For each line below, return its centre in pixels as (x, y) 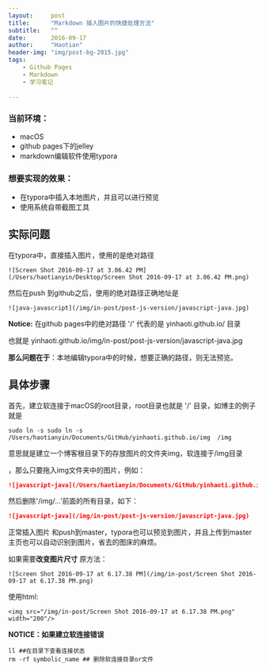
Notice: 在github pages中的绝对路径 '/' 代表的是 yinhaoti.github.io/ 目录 (125, 323)
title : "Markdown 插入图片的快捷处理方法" (82, 23)
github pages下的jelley (57, 146)
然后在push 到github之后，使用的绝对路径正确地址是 (94, 293)
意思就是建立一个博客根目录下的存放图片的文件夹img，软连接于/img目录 (125, 453)
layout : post (37, 15)
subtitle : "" (33, 30)
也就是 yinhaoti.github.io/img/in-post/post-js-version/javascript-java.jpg (125, 340)
